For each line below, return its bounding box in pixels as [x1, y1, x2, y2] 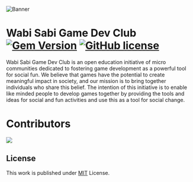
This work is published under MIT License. [6, 169, 110, 176]
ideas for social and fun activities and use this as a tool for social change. [6, 96, 185, 103]
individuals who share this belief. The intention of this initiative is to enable [6, 84, 188, 91]
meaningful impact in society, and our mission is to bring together [6, 77, 166, 84]
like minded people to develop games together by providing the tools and [6, 90, 185, 97]
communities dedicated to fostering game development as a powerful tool [6, 65, 186, 72]
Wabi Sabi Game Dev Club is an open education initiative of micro [6, 58, 166, 65]
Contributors [6, 117, 71, 130]
